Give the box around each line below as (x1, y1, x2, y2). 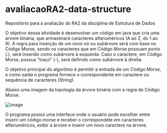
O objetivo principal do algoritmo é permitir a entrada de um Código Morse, (5, 66, 161, 72)
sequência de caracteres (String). (5, 77, 75, 83)
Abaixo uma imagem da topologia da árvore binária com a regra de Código (5, 86, 160, 92)
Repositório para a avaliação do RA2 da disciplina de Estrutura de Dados (5, 20, 155, 26)
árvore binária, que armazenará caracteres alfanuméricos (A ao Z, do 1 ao (5, 35, 158, 41)
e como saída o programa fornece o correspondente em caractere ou (5, 71, 149, 77)
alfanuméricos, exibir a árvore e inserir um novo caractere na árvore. (5, 122, 147, 128)
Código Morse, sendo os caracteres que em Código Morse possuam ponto (5, 46, 160, 52)
